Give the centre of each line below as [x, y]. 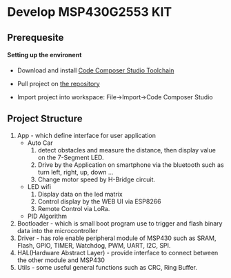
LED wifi [39, 186]
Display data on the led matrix [80, 194]
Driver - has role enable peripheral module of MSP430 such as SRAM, [117, 238]
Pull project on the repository [58, 83]
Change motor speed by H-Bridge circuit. [97, 179]
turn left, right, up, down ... [76, 172]
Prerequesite [36, 38]
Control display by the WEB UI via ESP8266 [99, 201]
